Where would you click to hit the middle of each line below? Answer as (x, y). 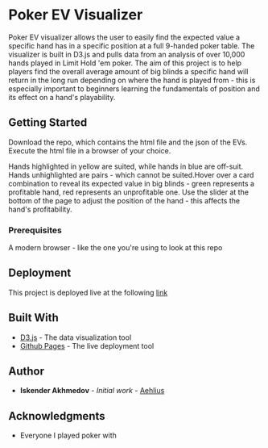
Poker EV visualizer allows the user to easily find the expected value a (124, 37)
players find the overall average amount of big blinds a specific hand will (128, 71)
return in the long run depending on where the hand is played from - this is (132, 80)
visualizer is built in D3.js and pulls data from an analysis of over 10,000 (127, 54)
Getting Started (48, 123)
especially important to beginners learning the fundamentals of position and (134, 88)
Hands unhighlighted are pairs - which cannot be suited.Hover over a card (131, 174)
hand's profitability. (40, 209)
